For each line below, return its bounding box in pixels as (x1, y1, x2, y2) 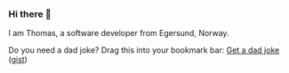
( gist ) (8, 55, 28, 65)
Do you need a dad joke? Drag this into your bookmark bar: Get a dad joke (8, 45, 280, 55)
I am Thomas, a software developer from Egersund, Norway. (8, 28, 229, 39)
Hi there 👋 (8, 8, 52, 20)
